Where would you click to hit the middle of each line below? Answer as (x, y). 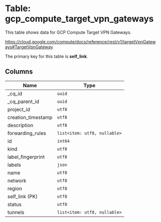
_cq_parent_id (24, 101)
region (15, 188)
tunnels (16, 212)
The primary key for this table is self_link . (47, 56)
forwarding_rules (27, 133)
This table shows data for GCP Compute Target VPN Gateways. (68, 32)
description (20, 125)
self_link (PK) (23, 196)
